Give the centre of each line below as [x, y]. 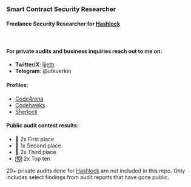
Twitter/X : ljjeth [35, 65]
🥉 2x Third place [35, 152]
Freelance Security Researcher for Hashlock [63, 24]
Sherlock [26, 111]
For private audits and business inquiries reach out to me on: [84, 51]
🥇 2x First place [35, 139]
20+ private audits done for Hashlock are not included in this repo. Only [96, 171]
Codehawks [30, 105]
